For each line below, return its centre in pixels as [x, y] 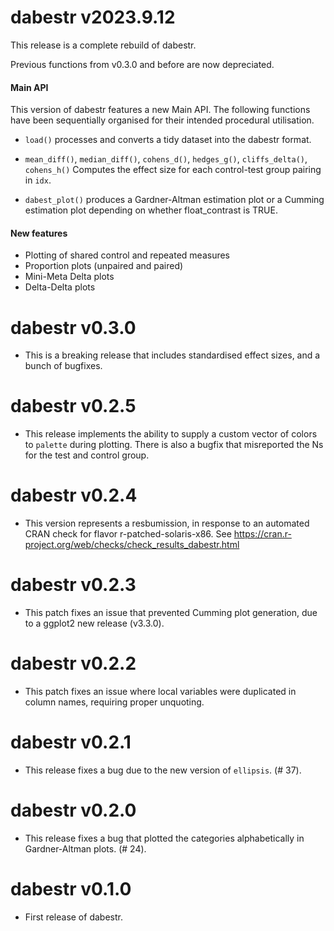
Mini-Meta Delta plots [69, 277]
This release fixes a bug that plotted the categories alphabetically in [164, 838]
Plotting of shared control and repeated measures [127, 255]
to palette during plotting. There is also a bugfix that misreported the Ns [174, 445]
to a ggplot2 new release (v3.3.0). [94, 623]
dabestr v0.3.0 [73, 327]
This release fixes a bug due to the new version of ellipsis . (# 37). [163, 770]
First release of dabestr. [73, 917]
